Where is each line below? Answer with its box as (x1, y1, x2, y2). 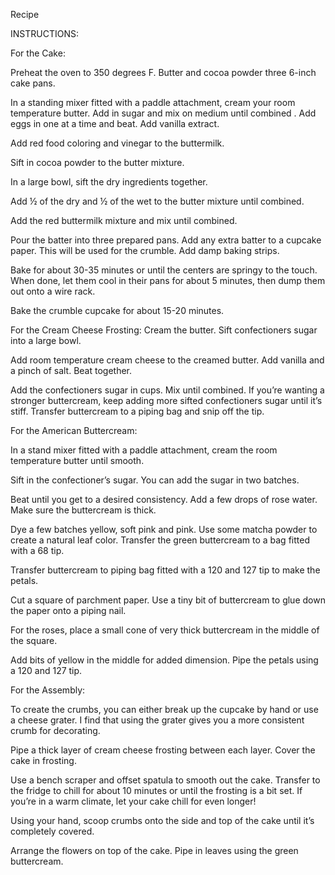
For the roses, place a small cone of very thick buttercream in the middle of (10, 624, 320, 636)
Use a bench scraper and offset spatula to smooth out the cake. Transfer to (10, 774, 321, 786)
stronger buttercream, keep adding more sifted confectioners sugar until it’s (10, 395, 323, 406)
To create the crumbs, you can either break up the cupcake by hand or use (10, 704, 319, 715)
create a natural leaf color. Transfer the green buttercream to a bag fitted (10, 534, 310, 546)
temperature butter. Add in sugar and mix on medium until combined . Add (10, 107, 317, 119)
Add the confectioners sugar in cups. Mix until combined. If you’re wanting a (10, 384, 325, 396)
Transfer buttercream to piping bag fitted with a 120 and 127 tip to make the (10, 564, 321, 576)
